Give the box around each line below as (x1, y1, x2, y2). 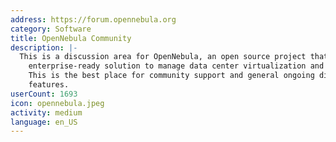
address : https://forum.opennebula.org (10, 14, 177, 25)
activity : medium (10, 107, 83, 118)
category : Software (10, 24, 92, 34)
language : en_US (10, 117, 78, 127)
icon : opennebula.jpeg (10, 98, 105, 108)
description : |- (10, 42, 78, 53)
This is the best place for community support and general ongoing (28, 71, 315, 81)
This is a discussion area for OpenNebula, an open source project (19, 52, 307, 62)
